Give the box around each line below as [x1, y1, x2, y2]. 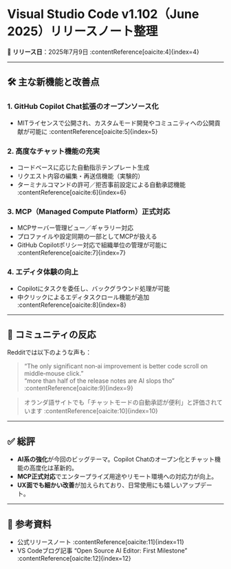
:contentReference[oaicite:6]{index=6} [16, 188, 127, 197]
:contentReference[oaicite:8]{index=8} [16, 301, 127, 309]
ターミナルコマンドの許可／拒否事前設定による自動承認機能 [16, 180, 186, 188]
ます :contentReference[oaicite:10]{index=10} [30, 407, 158, 415]
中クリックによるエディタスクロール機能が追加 [16, 292, 150, 301]
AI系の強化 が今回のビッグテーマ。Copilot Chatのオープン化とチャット [16, 455, 215, 463]
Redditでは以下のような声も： [7, 348, 92, 357]
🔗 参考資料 [7, 518, 52, 530]
